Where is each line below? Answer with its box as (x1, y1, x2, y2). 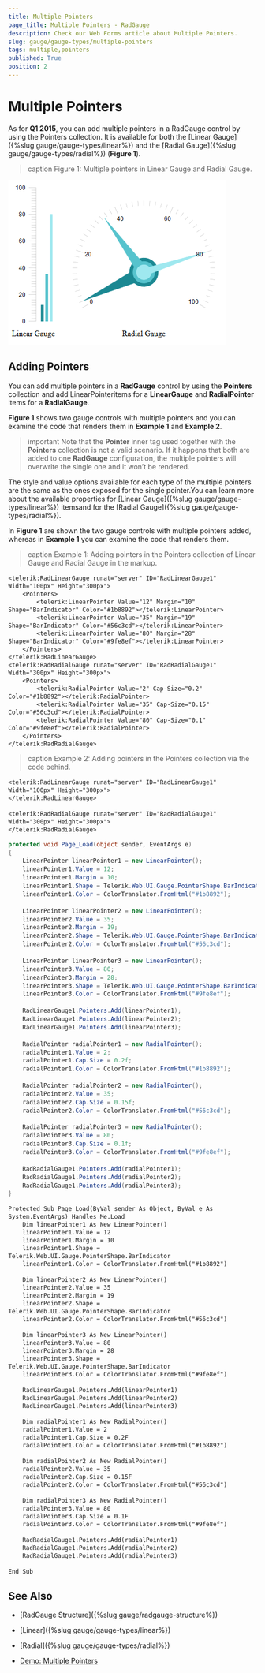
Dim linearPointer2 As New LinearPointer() (22, 1276, 168, 1284)
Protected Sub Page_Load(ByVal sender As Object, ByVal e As (8, 1205, 214, 1213)
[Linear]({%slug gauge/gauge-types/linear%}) (19, 1626, 171, 1635)
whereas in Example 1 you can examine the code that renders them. (8, 534, 229, 543)
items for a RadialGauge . (8, 398, 90, 407)
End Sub (8, 1568, 34, 1576)
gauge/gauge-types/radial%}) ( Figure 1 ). (8, 148, 141, 158)
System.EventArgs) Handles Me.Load (8, 1213, 125, 1221)
